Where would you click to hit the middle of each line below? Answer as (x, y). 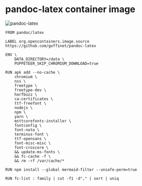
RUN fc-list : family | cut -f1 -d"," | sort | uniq (62, 178)
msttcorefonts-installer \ (43, 121)
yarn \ (21, 117)
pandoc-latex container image (70, 9)
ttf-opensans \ (30, 138)
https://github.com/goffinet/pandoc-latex (51, 46)
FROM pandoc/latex (25, 32)
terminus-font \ (32, 134)
